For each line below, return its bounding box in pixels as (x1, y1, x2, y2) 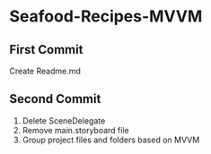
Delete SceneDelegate (22, 115, 106, 126)
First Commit (9, 42, 84, 57)
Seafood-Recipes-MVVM (9, 6, 203, 27)
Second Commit (9, 91, 101, 107)
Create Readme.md (9, 65, 81, 76)
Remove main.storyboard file (22, 124, 129, 135)
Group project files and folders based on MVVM (22, 134, 200, 145)
